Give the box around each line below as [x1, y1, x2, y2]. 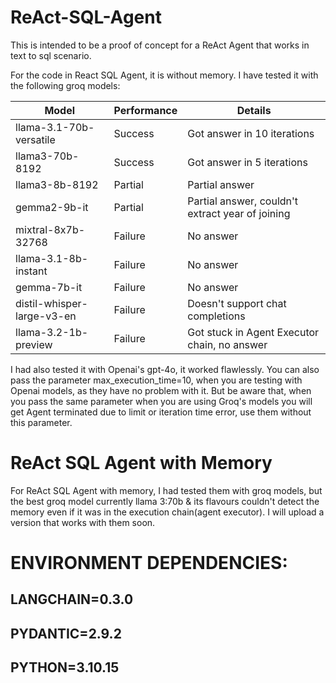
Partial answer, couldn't [187, 194, 299, 208]
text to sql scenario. [10, 49, 92, 61]
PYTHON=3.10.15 [10, 659, 120, 676]
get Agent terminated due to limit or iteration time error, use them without [10, 406, 312, 418]
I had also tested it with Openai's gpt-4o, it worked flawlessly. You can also [10, 363, 320, 375]
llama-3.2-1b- [15, 325, 89, 339]
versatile [15, 132, 56, 146]
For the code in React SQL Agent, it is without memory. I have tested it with [10, 69, 319, 81]
